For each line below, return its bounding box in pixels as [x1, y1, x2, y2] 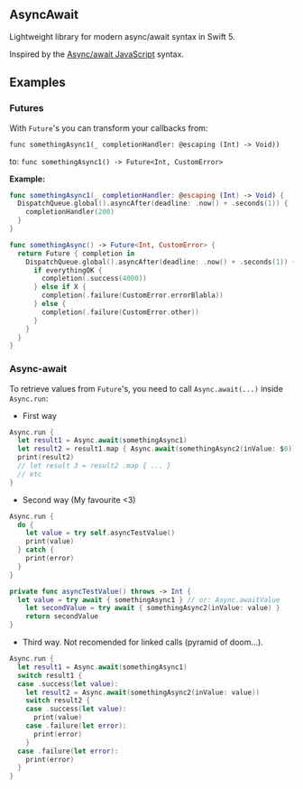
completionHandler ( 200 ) [25, 208, 115, 217]
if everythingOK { [32, 265, 103, 274]
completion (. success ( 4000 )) [41, 274, 147, 283]
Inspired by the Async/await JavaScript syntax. [9, 49, 185, 60]
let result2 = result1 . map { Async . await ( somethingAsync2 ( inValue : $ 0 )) [17, 444, 297, 454]
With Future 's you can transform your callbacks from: [9, 122, 208, 134]
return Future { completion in [17, 248, 135, 258]
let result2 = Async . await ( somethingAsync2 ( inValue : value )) [25, 688, 260, 697]
